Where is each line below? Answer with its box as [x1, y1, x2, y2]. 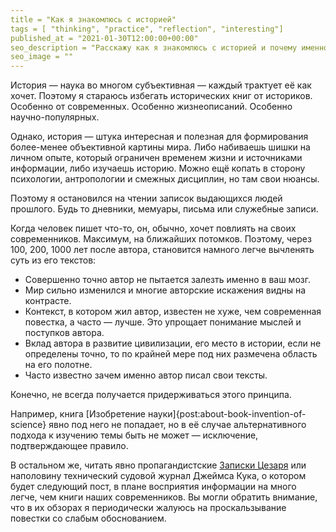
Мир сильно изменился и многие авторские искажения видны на [24, 284, 307, 296]
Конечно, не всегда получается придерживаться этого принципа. [10, 389, 292, 401]
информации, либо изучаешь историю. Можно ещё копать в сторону [10, 162, 306, 175]
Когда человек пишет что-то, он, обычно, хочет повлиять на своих [10, 222, 297, 235]
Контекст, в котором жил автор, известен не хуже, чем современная [24, 306, 322, 318]
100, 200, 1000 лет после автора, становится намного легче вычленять [10, 244, 315, 256]
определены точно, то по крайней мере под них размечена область [24, 348, 318, 360]
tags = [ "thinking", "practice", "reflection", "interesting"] [10, 24, 284, 34]
